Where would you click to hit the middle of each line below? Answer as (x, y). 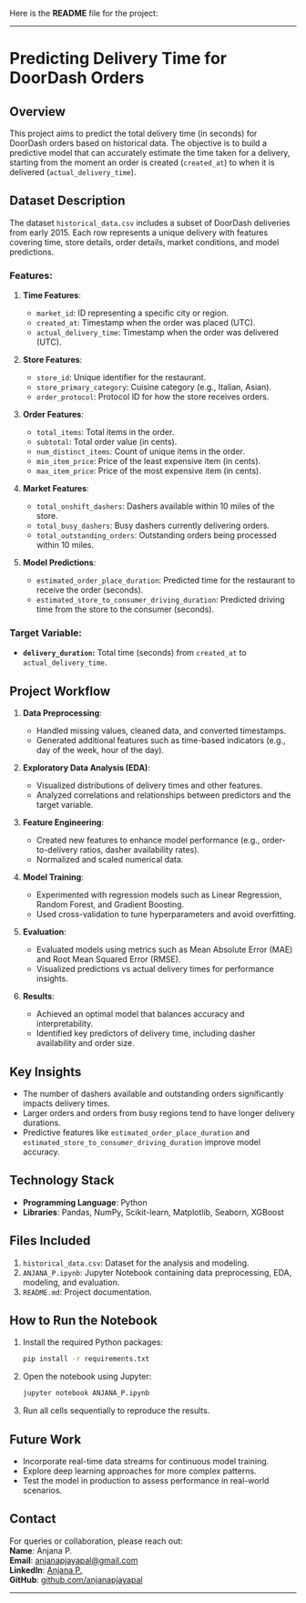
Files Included (50, 1241)
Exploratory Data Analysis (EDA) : (86, 768)
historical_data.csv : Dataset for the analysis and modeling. (136, 1263)
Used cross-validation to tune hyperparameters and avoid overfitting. (166, 915)
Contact (33, 1519)
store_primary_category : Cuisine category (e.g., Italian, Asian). (153, 388)
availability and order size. (85, 1043)
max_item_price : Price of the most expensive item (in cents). (148, 471)
